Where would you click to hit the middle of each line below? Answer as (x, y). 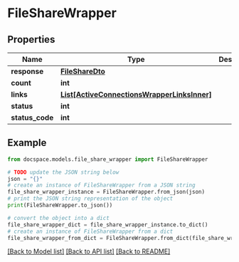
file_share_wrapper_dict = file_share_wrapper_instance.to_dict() (108, 225)
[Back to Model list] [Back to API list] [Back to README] (89, 251)
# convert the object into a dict (59, 218)
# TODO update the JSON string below (63, 172)
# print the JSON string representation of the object (90, 199)
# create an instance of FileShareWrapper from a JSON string (101, 185)
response (27, 71)
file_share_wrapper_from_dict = (55, 238)
